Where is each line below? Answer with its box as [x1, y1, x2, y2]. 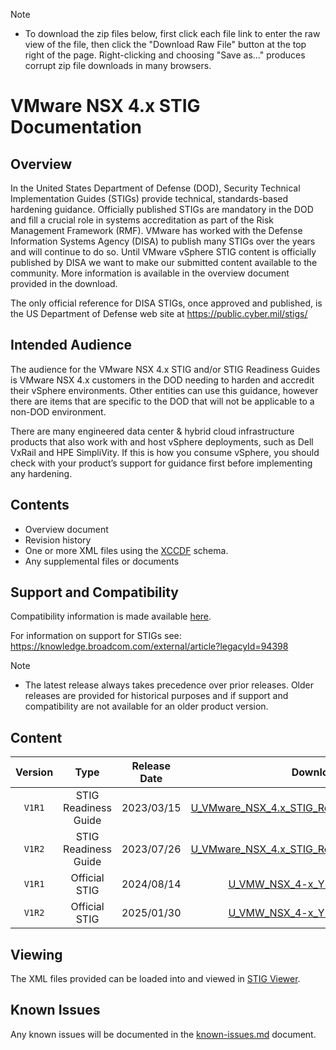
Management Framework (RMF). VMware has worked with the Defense [10, 225, 303, 236]
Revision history [24, 534, 92, 546]
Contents [10, 497, 70, 514]
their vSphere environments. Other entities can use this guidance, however [10, 384, 319, 396]
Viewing [10, 946, 63, 963]
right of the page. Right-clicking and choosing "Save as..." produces [24, 49, 306, 61]
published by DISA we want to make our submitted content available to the [10, 257, 318, 268]
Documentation [10, 116, 143, 139]
